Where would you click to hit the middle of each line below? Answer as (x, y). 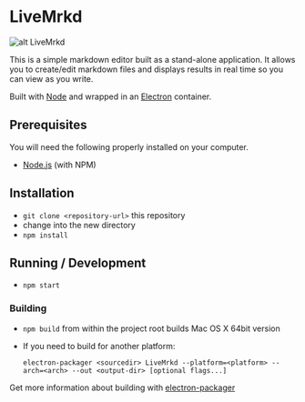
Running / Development (78, 262)
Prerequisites (48, 125)
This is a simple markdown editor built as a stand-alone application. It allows (152, 59)
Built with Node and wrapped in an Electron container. (111, 96)
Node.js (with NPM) (60, 165)
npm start (41, 286)
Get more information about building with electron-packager (122, 387)
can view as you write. (51, 78)
